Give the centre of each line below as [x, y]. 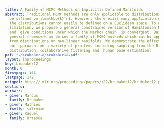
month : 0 [14, 69]
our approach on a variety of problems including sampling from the [82, 46]
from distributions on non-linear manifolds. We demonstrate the [77, 41]
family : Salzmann [27, 109]
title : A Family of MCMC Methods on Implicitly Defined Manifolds [74, 9]
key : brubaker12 [21, 64]
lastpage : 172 [20, 77]
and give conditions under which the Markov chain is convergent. [81, 32]
